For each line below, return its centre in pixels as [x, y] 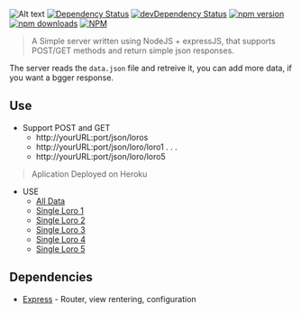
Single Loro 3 [60, 229]
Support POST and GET [66, 127]
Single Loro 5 [60, 249]
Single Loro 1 [59, 210]
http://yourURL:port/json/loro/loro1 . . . [106, 147]
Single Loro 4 [61, 239]
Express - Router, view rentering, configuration [109, 299]
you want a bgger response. [62, 78]
